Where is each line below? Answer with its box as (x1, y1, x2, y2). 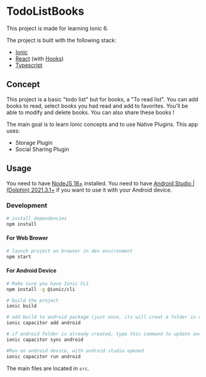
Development (6, 201, 48, 210)
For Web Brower (6, 235, 48, 242)
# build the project (6, 297, 59, 303)
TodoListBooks (6, 4, 85, 18)
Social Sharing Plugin (15, 146, 69, 153)
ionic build (6, 303, 37, 309)
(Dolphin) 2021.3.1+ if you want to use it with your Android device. (6, 186, 173, 193)
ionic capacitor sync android (6, 336, 84, 343)
